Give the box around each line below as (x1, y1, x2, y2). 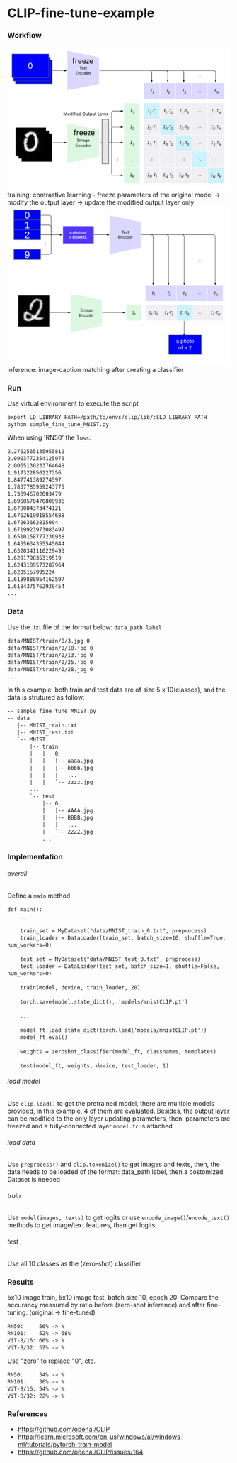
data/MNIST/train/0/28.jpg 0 (7, 665, 93, 673)
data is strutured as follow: (7, 692, 85, 701)
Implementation (7, 852, 64, 861)
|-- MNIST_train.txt (16, 722, 78, 729)
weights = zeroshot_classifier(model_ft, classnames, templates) (20, 1048, 217, 1055)
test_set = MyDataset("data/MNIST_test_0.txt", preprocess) (20, 955, 201, 963)
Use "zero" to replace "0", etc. (7, 1356, 96, 1365)
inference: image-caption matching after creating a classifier (7, 366, 184, 374)
